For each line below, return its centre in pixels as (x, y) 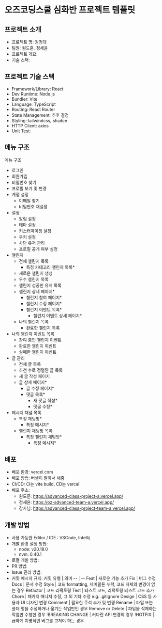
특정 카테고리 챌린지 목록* (50, 267)
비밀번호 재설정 (33, 206)
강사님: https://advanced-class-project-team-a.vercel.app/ (77, 508)
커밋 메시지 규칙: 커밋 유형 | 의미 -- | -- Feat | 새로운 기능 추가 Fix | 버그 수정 (83, 578)
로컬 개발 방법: (25, 560)
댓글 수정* (43, 406)
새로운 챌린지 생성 (36, 273)
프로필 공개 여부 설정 (38, 249)
